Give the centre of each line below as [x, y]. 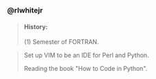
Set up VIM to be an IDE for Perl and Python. [86, 55]
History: [36, 27]
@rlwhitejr [25, 10]
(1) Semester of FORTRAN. [61, 42]
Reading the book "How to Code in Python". [86, 69]
